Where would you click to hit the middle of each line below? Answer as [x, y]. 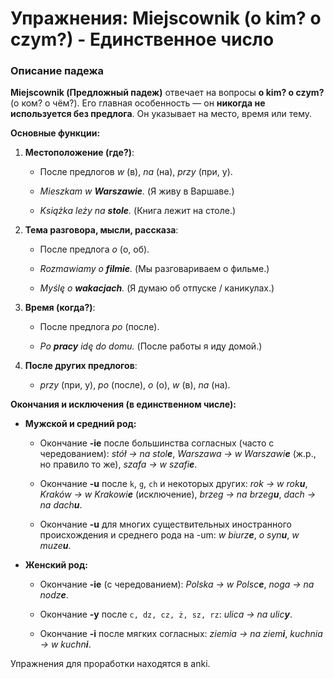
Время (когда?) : [60, 308]
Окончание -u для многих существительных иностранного [165, 524]
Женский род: [56, 565]
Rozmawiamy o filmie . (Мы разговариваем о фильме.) [154, 269]
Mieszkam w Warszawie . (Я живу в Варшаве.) [137, 191]
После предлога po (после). [99, 327]
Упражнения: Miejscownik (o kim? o [166, 18]
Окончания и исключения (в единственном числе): [123, 404]
